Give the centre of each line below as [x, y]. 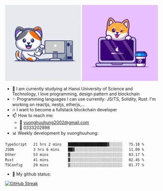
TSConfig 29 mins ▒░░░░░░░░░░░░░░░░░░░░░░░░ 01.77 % [75, 165]
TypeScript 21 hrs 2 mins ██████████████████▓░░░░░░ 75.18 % [75, 144]
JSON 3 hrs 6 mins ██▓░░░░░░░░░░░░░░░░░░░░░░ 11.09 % [75, 149]
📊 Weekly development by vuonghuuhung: [55, 133]
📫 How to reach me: [33, 115]
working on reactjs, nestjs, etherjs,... [48, 104]
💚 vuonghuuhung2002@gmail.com [54, 122]
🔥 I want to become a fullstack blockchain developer [65, 110]
